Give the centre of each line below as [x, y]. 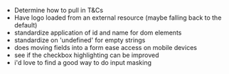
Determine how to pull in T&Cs [59, 10]
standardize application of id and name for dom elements [98, 32]
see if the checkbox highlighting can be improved [86, 55]
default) [26, 25]
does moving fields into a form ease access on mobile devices [106, 48]
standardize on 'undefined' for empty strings [80, 40]
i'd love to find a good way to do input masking [82, 62]
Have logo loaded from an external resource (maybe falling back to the [118, 18]
